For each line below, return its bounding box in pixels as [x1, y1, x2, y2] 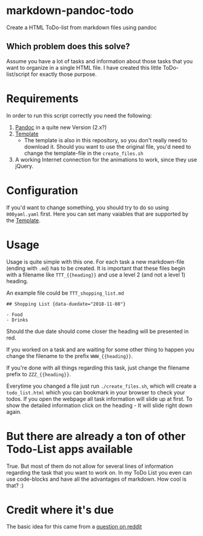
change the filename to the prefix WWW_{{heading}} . [6, 352, 133, 359]
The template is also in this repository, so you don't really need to [24, 136, 188, 143]
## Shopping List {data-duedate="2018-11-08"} [6, 301, 126, 307]
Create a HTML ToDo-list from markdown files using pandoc [6, 24, 157, 31]
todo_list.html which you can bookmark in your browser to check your [6, 388, 185, 396]
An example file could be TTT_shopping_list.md [6, 289, 124, 297]
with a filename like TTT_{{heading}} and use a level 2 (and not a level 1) [6, 271, 186, 278]
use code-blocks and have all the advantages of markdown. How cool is [6, 475, 187, 483]
